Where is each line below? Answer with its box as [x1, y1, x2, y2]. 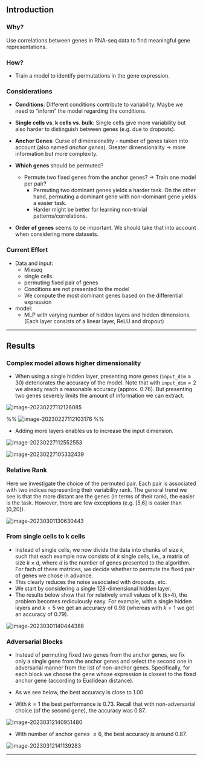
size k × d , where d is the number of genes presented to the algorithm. [14, 558, 191, 566]
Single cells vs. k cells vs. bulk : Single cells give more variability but [14, 119, 186, 127]
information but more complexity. [14, 150, 98, 158]
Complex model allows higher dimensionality [6, 358, 141, 367]
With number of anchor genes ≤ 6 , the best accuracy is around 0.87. [14, 731, 187, 738]
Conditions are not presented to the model [24, 285, 130, 292]
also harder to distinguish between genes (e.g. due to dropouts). [14, 126, 176, 133]
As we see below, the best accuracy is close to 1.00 [14, 689, 144, 696]
